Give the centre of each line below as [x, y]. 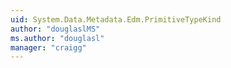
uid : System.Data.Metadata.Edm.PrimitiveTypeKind [116, 19]
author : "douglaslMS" [55, 29]
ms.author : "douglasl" [57, 38]
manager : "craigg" [48, 47]
